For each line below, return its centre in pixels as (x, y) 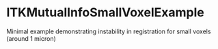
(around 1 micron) (31, 38)
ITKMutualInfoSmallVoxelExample (105, 13)
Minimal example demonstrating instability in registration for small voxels (109, 31)
